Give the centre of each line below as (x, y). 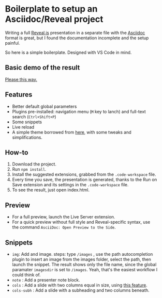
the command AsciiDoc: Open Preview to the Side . (64, 227)
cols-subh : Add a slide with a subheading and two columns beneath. (81, 290)
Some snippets (27, 122)
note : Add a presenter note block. (46, 280)
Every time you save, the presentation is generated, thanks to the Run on (84, 180)
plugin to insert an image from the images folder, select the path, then (81, 259)
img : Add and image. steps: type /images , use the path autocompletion (82, 254)
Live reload (23, 127)
